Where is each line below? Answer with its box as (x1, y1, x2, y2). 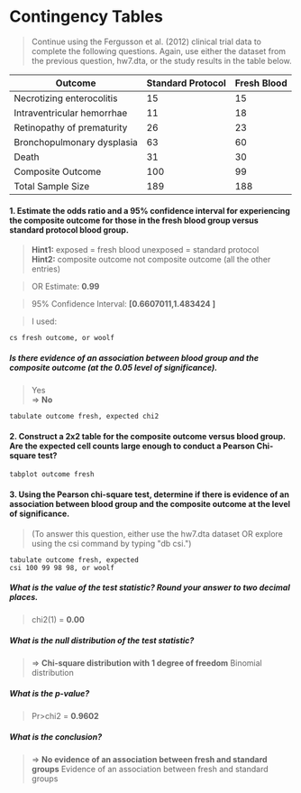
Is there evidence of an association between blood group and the (9, 352, 260, 363)
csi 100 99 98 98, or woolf (9, 563, 115, 572)
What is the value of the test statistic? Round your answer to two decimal (9, 582, 290, 593)
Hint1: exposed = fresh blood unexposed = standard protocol (31, 244, 260, 255)
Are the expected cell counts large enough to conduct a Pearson (9, 440, 255, 451)
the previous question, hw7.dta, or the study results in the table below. (31, 55, 293, 66)
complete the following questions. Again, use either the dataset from (31, 45, 287, 56)
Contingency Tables (9, 6, 164, 27)
